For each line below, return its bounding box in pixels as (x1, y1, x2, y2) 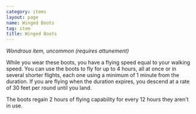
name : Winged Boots (6, 20, 55, 26)
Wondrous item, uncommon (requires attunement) (6, 47, 129, 54)
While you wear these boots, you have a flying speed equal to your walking (6, 59, 191, 66)
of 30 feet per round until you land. (6, 84, 92, 91)
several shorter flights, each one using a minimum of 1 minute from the (6, 72, 180, 79)
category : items (6, 8, 46, 15)
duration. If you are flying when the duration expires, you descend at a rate (6, 78, 190, 85)
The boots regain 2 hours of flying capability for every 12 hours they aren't (6, 96, 189, 103)
